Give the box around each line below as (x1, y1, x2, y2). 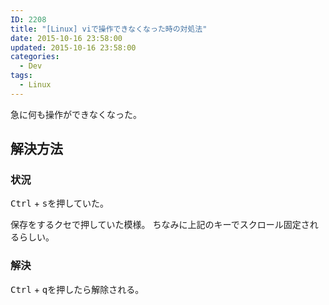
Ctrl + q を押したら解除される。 (10, 283, 145, 295)
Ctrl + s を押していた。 (10, 197, 109, 210)
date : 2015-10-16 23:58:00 (10, 33, 123, 43)
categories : (10, 52, 60, 62)
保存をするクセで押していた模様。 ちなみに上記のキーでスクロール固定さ (10, 219, 310, 231)
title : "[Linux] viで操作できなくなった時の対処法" (10, 24, 208, 34)
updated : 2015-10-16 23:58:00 (10, 42, 137, 53)
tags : (10, 71, 33, 81)
